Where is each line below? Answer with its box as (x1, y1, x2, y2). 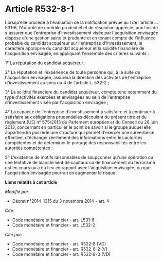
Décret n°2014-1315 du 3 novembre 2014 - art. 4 (12, 198, 109, 204)
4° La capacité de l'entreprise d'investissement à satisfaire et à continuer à (5, 108, 155, 115)
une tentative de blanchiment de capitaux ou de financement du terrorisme (5, 159, 155, 165)
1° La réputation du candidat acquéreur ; (5, 60, 86, 66)
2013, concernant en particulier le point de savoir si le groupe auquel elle (5, 124, 151, 130)
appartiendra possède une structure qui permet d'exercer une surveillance (5, 129, 155, 135)
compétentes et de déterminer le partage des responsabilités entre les (5, 139, 146, 145)
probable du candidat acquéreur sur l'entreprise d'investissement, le (5, 40, 143, 46)
